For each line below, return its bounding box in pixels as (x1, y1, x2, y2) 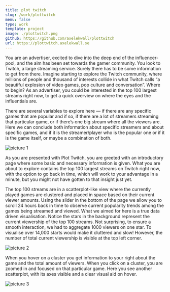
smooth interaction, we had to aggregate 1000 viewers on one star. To (5, 224, 152, 230)
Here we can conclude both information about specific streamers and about (5, 124, 164, 130)
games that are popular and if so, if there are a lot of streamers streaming (5, 113, 159, 119)
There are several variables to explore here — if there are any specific (5, 108, 151, 114)
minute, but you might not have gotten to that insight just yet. (5, 176, 133, 182)
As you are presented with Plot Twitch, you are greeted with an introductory (5, 154, 164, 161)
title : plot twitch (5, 7, 47, 13)
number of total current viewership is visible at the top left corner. (5, 235, 143, 241)
